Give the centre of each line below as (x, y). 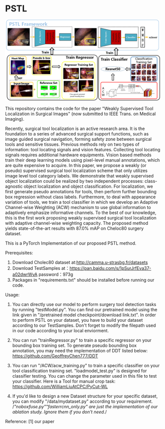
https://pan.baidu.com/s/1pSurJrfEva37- (111, 268)
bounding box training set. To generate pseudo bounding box (74, 345)
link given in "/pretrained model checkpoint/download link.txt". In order (84, 315)
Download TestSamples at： (41, 268)
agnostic (14, 186)
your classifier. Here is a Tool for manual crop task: (64, 381)
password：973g (56, 274)
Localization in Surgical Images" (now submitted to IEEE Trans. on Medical (81, 114)
